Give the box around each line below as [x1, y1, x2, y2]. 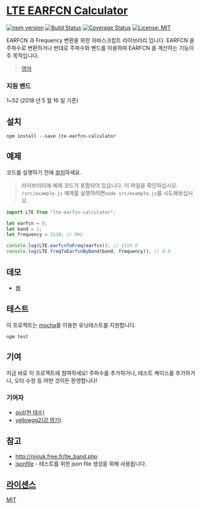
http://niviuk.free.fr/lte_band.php [15, 453, 98, 460]
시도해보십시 [163, 189, 194, 197]
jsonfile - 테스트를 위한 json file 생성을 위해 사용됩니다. [15, 460, 147, 467]
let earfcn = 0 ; [6, 220, 48, 227]
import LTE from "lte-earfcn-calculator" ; [6, 209, 116, 215]
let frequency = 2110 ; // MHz [6, 232, 84, 238]
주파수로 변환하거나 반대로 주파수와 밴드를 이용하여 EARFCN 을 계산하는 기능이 [6, 44, 194, 51]
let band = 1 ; [6, 226, 43, 232]
